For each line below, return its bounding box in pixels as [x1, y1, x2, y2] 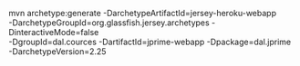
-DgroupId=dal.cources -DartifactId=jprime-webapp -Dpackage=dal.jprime [8, 36, 292, 47]
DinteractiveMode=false [8, 27, 99, 37]
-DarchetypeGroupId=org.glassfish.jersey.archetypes [8, 17, 211, 28]
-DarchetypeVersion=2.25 [8, 46, 107, 57]
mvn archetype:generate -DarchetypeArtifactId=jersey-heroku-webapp [8, 8, 277, 18]
